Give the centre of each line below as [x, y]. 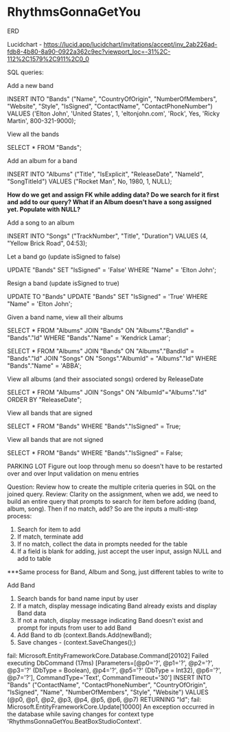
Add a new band [30, 85]
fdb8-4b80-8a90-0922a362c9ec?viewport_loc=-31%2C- [89, 52]
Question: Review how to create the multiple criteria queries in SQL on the [112, 487]
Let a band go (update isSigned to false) [64, 256]
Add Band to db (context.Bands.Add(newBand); [84, 635]
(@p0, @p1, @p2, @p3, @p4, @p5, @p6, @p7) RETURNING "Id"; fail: [104, 699]
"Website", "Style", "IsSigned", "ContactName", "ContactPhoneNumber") [110, 106]
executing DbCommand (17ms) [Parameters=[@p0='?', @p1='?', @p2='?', [111, 663]
